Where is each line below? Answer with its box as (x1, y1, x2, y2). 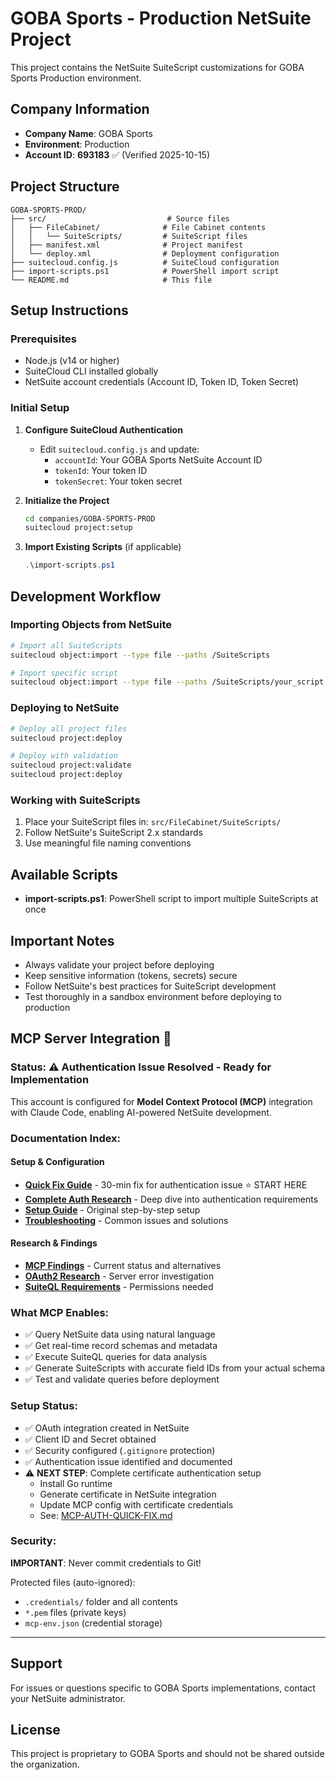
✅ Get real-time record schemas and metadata (24, 1340, 218, 1352)
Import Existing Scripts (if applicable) (24, 541, 182, 553)
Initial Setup (10, 401, 70, 415)
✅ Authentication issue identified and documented (24, 1455, 233, 1467)
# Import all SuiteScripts (10, 640, 123, 651)
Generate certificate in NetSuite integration (39, 1488, 217, 1500)
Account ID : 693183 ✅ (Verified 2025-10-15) (24, 148, 211, 161)
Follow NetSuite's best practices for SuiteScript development (24, 980, 277, 992)
